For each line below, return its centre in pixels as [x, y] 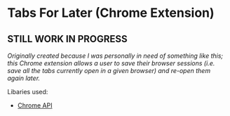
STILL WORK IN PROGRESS [67, 39]
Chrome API [35, 105]
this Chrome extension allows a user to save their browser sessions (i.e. [111, 63]
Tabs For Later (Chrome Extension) [111, 13]
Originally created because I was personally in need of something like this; [115, 56]
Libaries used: [28, 92]
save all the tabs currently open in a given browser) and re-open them [109, 71]
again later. [24, 78]
